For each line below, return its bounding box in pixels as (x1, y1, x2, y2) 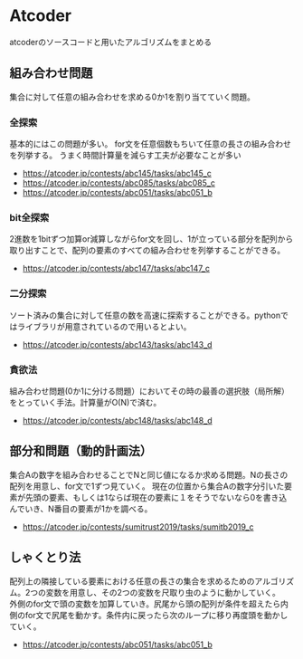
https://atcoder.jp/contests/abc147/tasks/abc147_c (22, 263, 211, 274)
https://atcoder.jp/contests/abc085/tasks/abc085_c (22, 177, 215, 188)
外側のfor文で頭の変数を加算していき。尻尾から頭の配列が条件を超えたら (9, 598, 281, 609)
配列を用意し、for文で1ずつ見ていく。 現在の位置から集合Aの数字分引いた (9, 481, 285, 492)
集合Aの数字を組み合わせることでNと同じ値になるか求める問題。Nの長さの (9, 469, 289, 480)
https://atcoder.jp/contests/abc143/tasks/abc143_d (22, 339, 213, 349)
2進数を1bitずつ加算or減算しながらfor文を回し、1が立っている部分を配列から (9, 234, 294, 244)
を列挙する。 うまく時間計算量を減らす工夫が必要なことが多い (9, 150, 241, 161)
